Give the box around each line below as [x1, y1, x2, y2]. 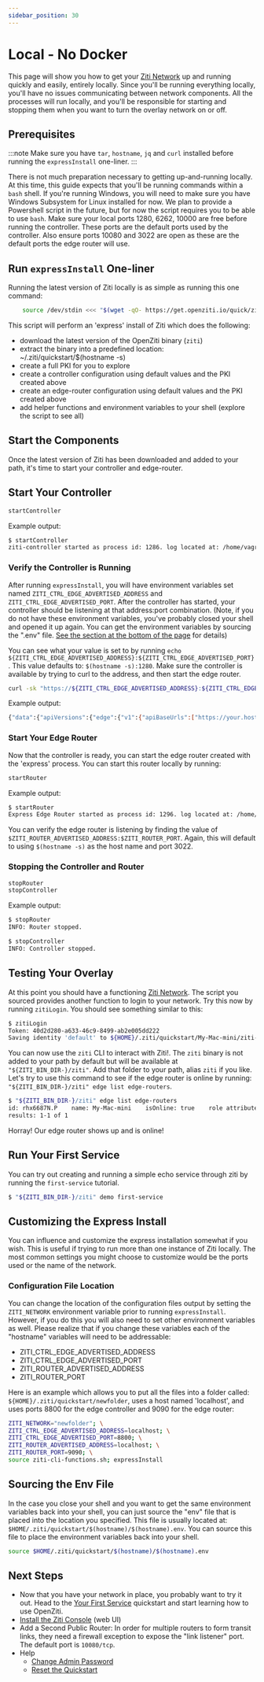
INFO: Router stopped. [8, 923, 82, 931]
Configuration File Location [8, 1281, 115, 1292]
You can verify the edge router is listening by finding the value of [8, 825, 218, 834]
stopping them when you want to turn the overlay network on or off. [8, 105, 228, 114]
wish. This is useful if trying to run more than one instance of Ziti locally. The [8, 1244, 256, 1254]
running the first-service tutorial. [8, 1177, 120, 1187]
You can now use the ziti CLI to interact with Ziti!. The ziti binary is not [8, 1048, 244, 1058]
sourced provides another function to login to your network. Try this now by [8, 996, 253, 1005]
